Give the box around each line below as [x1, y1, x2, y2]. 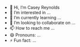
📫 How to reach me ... [9, 25, 55, 31]
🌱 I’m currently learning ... [9, 15, 62, 20]
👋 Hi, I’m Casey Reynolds [9, 5, 60, 10]
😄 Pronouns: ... [9, 32, 41, 38]
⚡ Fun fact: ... [9, 37, 36, 43]
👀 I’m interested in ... [9, 10, 51, 15]
